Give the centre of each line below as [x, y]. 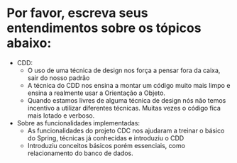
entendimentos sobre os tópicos [104, 28]
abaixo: [29, 43]
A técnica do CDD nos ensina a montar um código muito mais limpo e [129, 85]
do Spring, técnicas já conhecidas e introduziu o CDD [106, 138]
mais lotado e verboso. [61, 116]
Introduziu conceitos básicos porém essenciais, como [106, 145]
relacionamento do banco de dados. [81, 153]
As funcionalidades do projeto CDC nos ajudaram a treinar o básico [126, 130]
